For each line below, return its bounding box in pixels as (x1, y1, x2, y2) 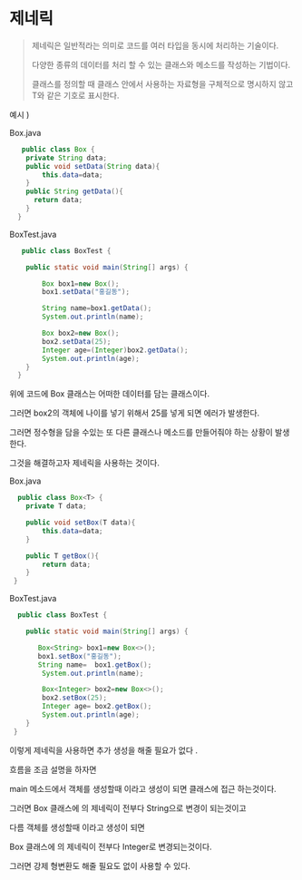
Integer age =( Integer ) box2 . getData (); (42, 346, 189, 355)
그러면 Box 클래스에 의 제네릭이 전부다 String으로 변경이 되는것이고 (9, 802, 247, 813)
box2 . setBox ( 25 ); (42, 693, 107, 703)
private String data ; (25, 153, 107, 162)
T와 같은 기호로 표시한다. (31, 90, 120, 101)
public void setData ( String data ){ (25, 161, 161, 171)
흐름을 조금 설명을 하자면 (9, 764, 97, 775)
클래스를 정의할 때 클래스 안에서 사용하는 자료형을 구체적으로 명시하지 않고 (31, 78, 294, 89)
